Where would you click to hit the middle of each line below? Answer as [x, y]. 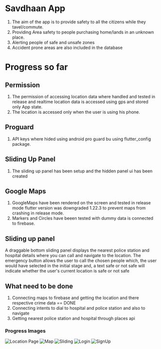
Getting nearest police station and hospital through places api [73, 318]
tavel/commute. [28, 27]
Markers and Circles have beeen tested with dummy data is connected [83, 218]
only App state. [27, 106]
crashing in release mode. [38, 213]
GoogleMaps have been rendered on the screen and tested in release [81, 203]
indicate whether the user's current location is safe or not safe [67, 271]
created [20, 176]
